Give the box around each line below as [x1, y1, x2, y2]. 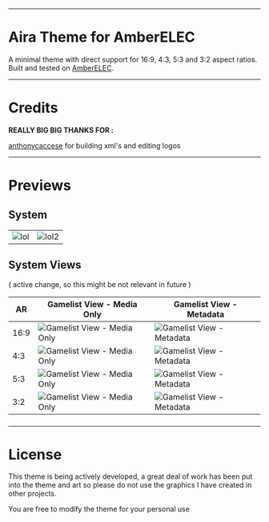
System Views [8, 258, 82, 272]
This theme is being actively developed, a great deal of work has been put [8, 471, 253, 481]
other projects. [8, 489, 58, 499]
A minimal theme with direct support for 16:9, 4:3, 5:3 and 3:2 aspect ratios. [8, 55, 258, 64]
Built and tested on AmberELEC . [8, 63, 114, 72]
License [8, 445, 62, 463]
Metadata [187, 309, 225, 320]
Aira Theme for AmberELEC [8, 28, 196, 47]
